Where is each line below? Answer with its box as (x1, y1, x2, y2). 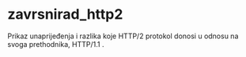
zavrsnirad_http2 (7, 5, 123, 23)
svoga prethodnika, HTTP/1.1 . (7, 39, 104, 48)
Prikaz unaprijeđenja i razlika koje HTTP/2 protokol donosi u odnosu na (7, 31, 239, 41)
